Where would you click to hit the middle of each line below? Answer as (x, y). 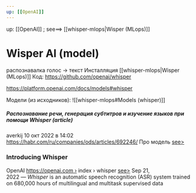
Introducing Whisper (37, 157)
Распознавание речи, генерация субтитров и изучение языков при (95, 114)
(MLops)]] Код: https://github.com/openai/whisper (69, 77)
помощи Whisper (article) (40, 120)
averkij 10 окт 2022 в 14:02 (40, 135)
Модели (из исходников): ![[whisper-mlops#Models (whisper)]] (86, 100)
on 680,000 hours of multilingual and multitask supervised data (85, 183)
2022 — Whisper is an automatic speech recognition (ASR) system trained (98, 177)
